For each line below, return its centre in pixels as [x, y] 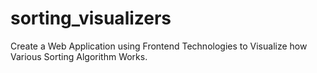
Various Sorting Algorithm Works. [79, 56]
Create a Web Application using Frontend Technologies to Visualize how [159, 46]
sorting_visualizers [91, 18]
